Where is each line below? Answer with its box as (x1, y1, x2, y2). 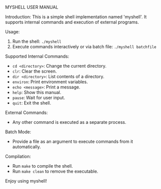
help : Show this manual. (12, 90, 61, 95)
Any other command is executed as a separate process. (12, 119, 126, 125)
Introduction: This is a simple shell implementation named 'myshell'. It (5, 14, 147, 19)
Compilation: (5, 154, 31, 159)
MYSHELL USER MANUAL (5, 4, 58, 10)
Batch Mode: (5, 129, 31, 135)
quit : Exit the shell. (12, 100, 51, 106)
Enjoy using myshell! (5, 178, 47, 184)
